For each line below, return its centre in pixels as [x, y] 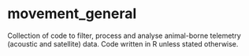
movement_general [72, 14]
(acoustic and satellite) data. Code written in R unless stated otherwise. [123, 43]
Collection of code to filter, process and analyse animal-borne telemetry [124, 35]
